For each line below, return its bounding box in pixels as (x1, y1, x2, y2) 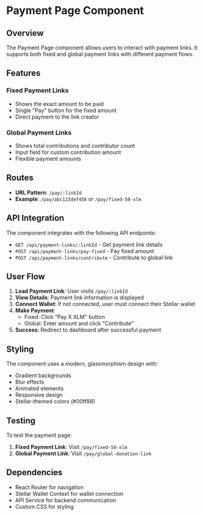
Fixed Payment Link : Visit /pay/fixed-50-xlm (15, 444, 127, 451)
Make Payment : (15, 307, 56, 314)
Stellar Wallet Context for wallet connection (15, 490, 124, 497)
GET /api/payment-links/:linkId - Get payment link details (15, 241, 163, 248)
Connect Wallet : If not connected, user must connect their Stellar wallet (15, 301, 195, 308)
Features (6, 68, 41, 78)
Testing (6, 415, 36, 426)
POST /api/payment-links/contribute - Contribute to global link (15, 254, 173, 261)
